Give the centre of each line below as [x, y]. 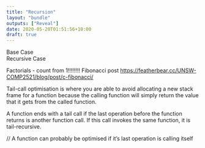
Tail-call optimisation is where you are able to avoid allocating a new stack [100, 89]
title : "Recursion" [31, 12]
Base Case [20, 52]
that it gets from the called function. [51, 102]
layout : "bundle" [28, 18]
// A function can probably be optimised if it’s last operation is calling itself [100, 139]
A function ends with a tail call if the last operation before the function [94, 114]
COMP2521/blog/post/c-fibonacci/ [50, 77]
